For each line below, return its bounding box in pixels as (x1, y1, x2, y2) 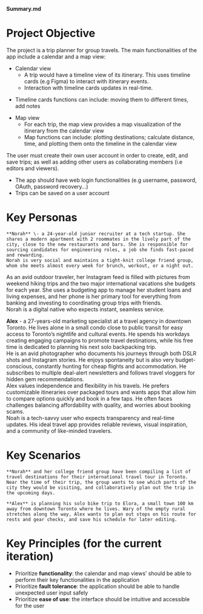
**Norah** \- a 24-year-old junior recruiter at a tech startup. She (6, 230, 186, 236)
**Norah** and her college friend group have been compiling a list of (6, 468, 191, 475)
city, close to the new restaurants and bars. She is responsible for (6, 241, 188, 247)
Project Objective (6, 27, 96, 40)
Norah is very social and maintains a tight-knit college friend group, (6, 257, 194, 263)
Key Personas (6, 211, 78, 224)
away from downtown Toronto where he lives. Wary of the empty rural (6, 506, 186, 512)
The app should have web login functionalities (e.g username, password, (15, 176, 197, 184)
